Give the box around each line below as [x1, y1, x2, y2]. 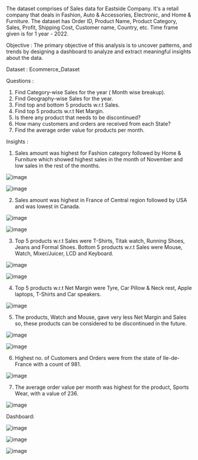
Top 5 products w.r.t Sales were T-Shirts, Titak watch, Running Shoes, [14, 237, 185, 244]
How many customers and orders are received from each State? [14, 120, 171, 127]
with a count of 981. [33, 361, 82, 368]
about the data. [6, 55, 43, 61]
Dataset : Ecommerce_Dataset [6, 66, 80, 73]
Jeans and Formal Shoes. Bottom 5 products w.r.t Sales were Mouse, [14, 244, 183, 251]
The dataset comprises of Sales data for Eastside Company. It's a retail [6, 5, 179, 12]
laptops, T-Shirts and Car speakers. [14, 290, 102, 298]
